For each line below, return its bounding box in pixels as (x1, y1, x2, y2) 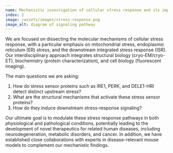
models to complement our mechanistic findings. (5, 142, 109, 148)
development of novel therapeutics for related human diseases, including (5, 126, 161, 132)
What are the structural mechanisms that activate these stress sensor (12, 94, 161, 100)
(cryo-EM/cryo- (131, 52, 165, 59)
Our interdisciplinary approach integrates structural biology (5, 52, 131, 59)
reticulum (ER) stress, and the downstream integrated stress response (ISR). (5, 47, 167, 53)
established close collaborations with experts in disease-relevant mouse (5, 137, 159, 143)
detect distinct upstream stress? (12, 88, 81, 95)
